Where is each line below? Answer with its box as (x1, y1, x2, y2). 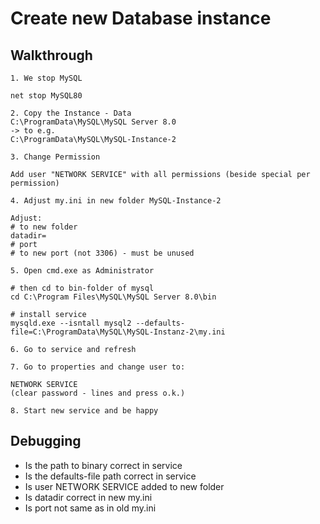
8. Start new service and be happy (10, 406, 159, 416)
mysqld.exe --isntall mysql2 (10, 318, 132, 328)
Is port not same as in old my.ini (24, 502, 157, 514)
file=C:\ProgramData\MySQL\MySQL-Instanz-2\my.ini (10, 327, 226, 337)
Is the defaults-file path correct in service (24, 470, 197, 482)
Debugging (10, 433, 82, 450)
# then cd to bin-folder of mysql (10, 283, 155, 293)
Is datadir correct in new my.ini (24, 491, 153, 503)
